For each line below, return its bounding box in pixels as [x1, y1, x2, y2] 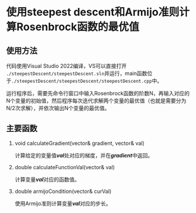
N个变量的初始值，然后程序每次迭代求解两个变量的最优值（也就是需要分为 [6, 97, 187, 104]
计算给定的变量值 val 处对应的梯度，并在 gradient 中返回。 [14, 151, 153, 159]
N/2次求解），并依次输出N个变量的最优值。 [6, 105, 110, 111]
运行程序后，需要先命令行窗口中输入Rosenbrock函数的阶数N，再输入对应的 [6, 90, 190, 96]
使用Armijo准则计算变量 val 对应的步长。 [14, 199, 111, 207]
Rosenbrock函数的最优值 [17, 20, 140, 34]
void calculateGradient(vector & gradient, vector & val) [14, 140, 145, 147]
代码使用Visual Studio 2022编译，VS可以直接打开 [6, 63, 127, 69]
